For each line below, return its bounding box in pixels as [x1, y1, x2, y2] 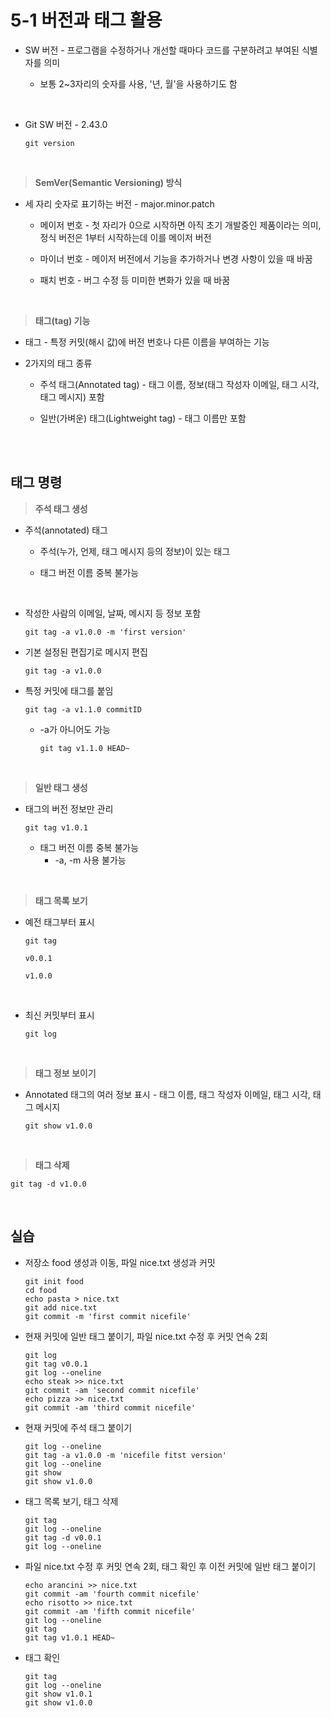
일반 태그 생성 [34, 781, 88, 793]
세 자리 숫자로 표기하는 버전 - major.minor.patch [24, 197, 215, 210]
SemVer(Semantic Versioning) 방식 [34, 176, 183, 188]
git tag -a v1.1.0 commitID [24, 704, 142, 715]
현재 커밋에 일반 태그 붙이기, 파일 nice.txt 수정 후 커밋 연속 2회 [24, 1330, 268, 1342]
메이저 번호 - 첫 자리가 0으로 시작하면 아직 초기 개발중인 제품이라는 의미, [39, 219, 322, 231]
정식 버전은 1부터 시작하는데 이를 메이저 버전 [39, 231, 212, 243]
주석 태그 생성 [34, 502, 88, 515]
